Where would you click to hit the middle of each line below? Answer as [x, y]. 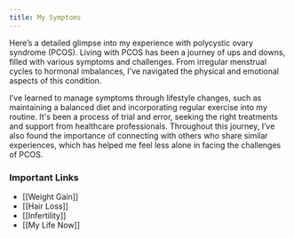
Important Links [44, 177]
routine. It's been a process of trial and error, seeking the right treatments [143, 116]
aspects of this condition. [56, 80]
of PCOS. [26, 154]
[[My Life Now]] [51, 225]
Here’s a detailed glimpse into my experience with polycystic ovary [131, 43]
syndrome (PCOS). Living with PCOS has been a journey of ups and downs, [147, 52]
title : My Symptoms [45, 17]
